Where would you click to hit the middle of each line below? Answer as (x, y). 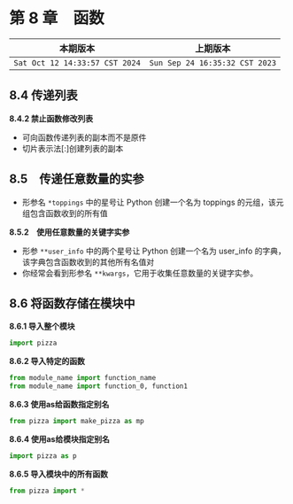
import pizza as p (43, 456)
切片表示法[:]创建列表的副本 (73, 148)
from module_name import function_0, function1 (99, 386)
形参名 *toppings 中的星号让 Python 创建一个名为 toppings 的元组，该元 (153, 202)
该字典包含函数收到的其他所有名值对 (88, 261)
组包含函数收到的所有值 (65, 213)
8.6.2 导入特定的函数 (47, 361)
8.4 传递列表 (43, 95)
